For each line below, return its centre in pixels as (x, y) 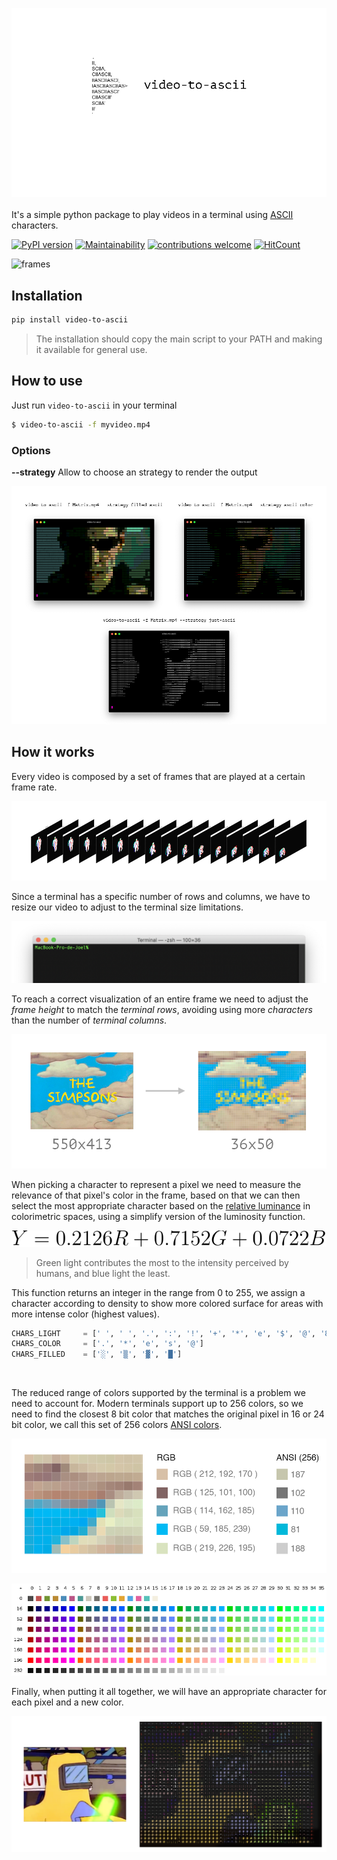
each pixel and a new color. (67, 1702)
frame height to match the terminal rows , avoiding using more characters (162, 1010)
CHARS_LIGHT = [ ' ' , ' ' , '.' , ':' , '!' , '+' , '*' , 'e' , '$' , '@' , (164, 1333)
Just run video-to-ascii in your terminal (94, 405)
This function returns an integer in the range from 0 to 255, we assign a (158, 1292)
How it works (53, 752)
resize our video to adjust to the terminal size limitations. (127, 907)
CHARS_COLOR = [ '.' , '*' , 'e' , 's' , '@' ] (107, 1344)
